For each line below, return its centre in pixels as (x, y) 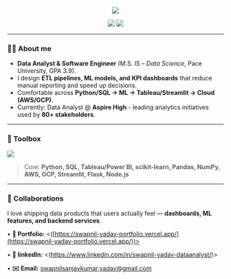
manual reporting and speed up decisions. (77, 85)
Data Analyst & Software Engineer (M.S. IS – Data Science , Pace (110, 64)
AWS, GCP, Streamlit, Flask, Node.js (76, 174)
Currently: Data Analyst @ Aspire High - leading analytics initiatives (113, 107)
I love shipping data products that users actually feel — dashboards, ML (109, 213)
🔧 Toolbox (24, 139)
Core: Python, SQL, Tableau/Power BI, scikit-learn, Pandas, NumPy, (122, 167)
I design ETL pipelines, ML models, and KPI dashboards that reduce (114, 78)
